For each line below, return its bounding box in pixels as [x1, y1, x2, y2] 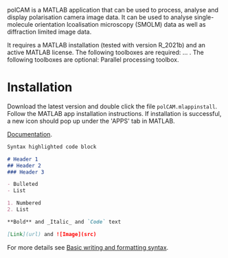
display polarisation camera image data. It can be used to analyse [7, 13, 193, 21]
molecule [7, 21, 34, 28]
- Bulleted [7, 181, 38, 188]
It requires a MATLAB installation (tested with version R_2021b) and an [7, 41, 206, 49]
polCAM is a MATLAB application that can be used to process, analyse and [7, 6, 218, 14]
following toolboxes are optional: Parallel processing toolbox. [7, 56, 179, 64]
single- [194, 13, 214, 21]
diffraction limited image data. [7, 27, 92, 36]
